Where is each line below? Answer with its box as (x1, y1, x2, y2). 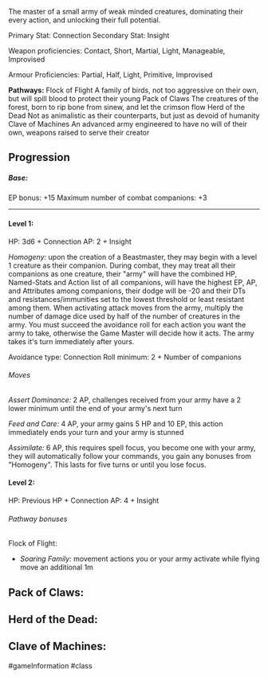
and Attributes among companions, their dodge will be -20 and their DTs (8, 286, 246, 296)
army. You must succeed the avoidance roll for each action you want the (8, 319, 246, 329)
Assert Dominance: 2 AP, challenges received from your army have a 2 (8, 394, 242, 405)
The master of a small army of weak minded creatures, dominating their (8, 7, 243, 16)
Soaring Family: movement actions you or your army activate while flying (19, 554, 260, 564)
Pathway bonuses (8, 514, 68, 523)
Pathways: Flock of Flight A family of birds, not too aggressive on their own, (8, 85, 259, 95)
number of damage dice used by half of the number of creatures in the (8, 311, 241, 321)
